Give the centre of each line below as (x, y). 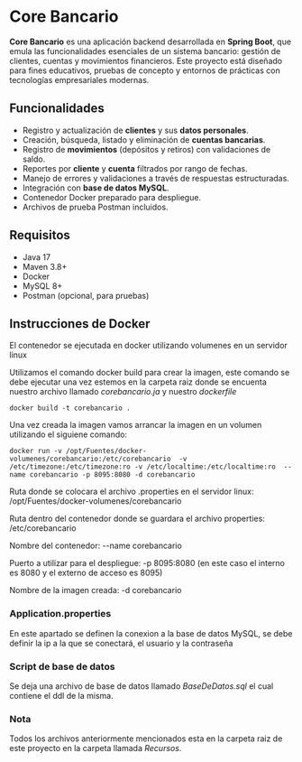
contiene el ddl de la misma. (62, 695)
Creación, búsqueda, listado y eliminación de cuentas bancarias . (144, 139)
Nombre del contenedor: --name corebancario (96, 546)
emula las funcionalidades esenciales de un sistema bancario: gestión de (145, 51)
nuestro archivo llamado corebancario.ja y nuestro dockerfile (123, 392)
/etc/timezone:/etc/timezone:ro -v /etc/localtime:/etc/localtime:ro (143, 467)
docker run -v (36, 451)
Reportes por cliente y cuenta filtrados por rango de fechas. (135, 168)
